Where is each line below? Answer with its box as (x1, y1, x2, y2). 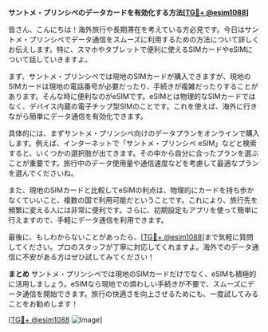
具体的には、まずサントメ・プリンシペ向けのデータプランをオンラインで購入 (8, 128, 260, 138)
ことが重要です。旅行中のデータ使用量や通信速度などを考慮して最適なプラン (8, 159, 259, 168)
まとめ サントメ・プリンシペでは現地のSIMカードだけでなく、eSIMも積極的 (8, 269, 257, 279)
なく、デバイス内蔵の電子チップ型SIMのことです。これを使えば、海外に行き (8, 101, 258, 111)
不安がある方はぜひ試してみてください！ (22, 252, 156, 262)
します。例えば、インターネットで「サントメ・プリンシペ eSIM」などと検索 (8, 139, 258, 148)
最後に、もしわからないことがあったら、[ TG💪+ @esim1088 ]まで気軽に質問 (8, 232, 254, 242)
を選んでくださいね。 (8, 168, 78, 178)
